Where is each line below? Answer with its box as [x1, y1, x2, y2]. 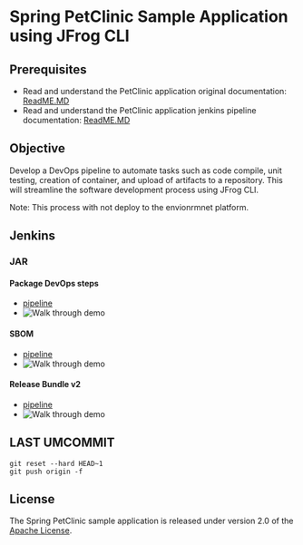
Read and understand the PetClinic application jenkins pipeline [22, 105, 257, 115]
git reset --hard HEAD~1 [9, 459, 103, 468]
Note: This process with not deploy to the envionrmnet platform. [9, 201, 249, 212]
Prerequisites [9, 62, 87, 77]
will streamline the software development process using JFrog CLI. [9, 184, 259, 195]
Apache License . [9, 525, 73, 536]
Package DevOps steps [9, 277, 100, 288]
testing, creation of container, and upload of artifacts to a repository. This [9, 174, 283, 185]
